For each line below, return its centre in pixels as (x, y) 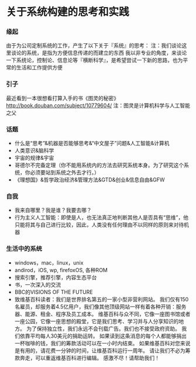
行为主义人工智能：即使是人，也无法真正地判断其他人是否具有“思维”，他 (102, 218)
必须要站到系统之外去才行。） (65, 173)
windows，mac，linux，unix (49, 263)
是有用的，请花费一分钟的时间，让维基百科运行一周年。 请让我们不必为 (100, 350)
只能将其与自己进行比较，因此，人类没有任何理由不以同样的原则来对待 (99, 225)
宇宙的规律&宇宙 (34, 158)
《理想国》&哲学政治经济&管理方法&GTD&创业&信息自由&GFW (90, 180)
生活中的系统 (24, 249)
